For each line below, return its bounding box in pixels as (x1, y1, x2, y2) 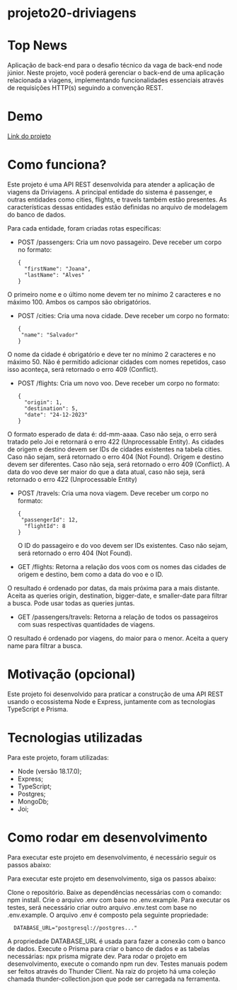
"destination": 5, (24, 405, 79, 412)
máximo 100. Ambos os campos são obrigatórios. (7, 298, 151, 306)
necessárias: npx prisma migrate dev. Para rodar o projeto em (7, 952, 187, 960)
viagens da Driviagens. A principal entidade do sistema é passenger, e (7, 188, 213, 196)
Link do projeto (7, 132, 52, 141)
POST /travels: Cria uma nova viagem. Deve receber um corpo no (17, 489, 209, 497)
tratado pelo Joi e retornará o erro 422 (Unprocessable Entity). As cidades (7, 438, 224, 446)
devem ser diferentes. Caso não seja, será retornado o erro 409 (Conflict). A (7, 460, 230, 468)
